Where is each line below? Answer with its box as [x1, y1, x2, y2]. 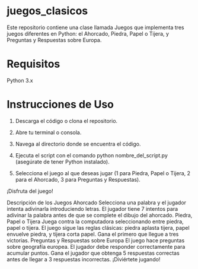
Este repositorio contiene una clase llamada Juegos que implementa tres [7, 24, 184, 31]
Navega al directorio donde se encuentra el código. [15, 140, 141, 147]
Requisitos [7, 58, 60, 71]
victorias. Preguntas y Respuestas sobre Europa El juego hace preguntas [7, 236, 185, 244]
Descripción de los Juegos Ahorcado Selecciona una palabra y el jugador [7, 199, 186, 206]
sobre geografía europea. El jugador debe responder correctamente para [7, 243, 186, 250]
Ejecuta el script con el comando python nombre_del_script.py [15, 151, 168, 159]
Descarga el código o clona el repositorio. [15, 117, 118, 124]
